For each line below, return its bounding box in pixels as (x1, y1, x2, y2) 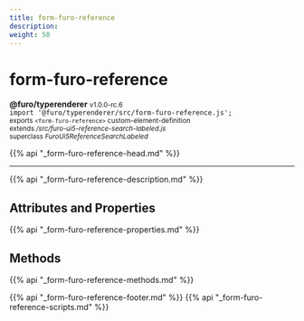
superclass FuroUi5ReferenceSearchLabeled (9, 132, 149, 141)
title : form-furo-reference (9, 13, 116, 23)
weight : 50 (9, 30, 51, 39)
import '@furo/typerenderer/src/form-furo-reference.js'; (9, 109, 233, 118)
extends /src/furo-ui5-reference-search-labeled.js (9, 124, 166, 134)
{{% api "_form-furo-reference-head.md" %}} (9, 148, 181, 159)
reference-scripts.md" (9, 301, 93, 312)
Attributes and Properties (9, 200, 156, 215)
